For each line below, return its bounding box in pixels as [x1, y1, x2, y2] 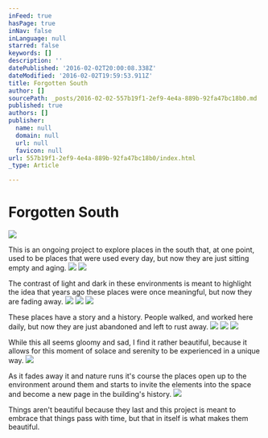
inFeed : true [8, 11, 52, 20]
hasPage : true [8, 19, 56, 27]
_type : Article [8, 162, 60, 170]
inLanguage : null [8, 34, 67, 43]
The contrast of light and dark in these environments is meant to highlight [8, 279, 252, 288]
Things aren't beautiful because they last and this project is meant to [8, 405, 236, 415]
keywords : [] [8, 49, 52, 57]
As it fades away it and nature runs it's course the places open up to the [8, 371, 247, 381]
